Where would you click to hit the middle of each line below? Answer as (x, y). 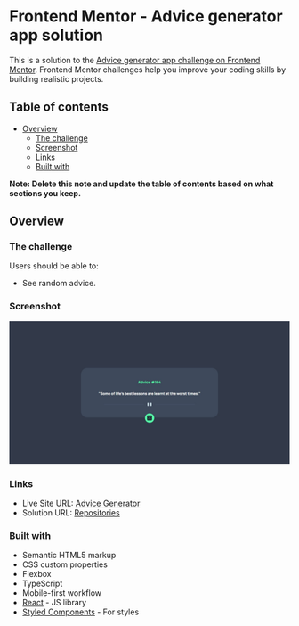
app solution (57, 35)
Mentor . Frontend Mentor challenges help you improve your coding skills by (148, 70)
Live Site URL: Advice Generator (81, 503)
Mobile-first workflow (62, 593)
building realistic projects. (57, 78)
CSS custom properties (65, 564)
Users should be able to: (54, 266)
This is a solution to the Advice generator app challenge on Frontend (135, 60)
